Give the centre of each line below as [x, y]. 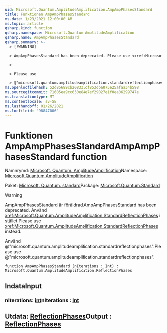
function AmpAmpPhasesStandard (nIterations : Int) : [62, 266]
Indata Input [24, 286]
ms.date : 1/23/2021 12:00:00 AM [39, 19]
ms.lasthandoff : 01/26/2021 [34, 106]
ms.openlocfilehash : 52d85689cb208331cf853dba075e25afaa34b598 [72, 88]
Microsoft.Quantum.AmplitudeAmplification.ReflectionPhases [69, 271]
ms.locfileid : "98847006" [32, 111]
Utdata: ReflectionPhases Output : [58, 316]
